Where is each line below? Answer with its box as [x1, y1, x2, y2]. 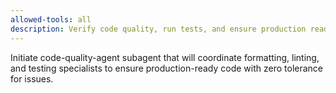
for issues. [10, 72, 54, 85]
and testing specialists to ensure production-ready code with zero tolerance [10, 62, 324, 74]
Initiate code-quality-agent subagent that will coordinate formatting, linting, [10, 51, 320, 63]
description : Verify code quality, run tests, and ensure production [10, 24, 307, 34]
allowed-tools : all [10, 14, 92, 25]
